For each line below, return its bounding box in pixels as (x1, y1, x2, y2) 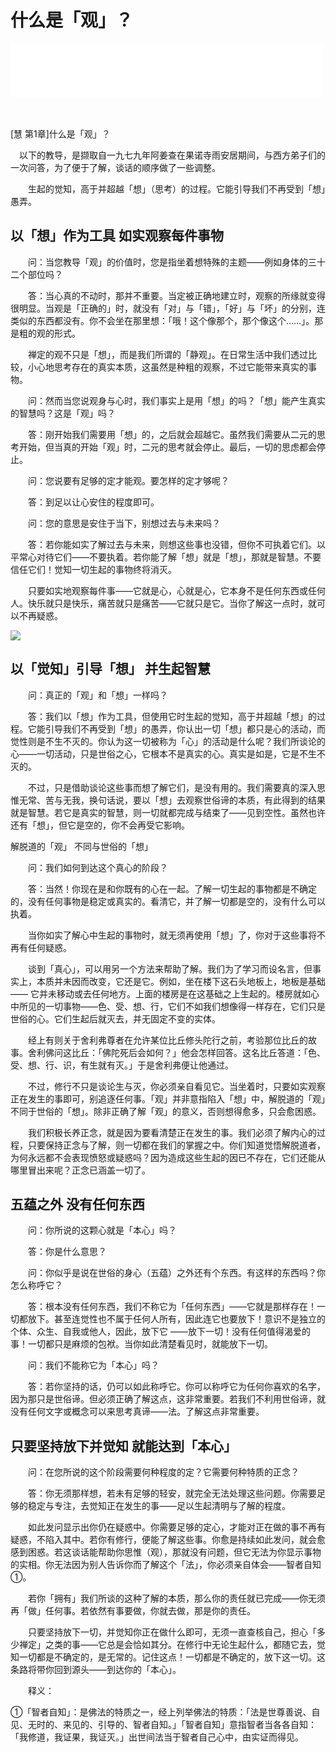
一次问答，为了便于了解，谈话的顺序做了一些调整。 (10, 161, 221, 173)
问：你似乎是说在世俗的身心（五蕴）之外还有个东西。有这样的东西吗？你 (27, 1267, 326, 1279)
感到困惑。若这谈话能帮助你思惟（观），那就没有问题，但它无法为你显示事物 (10, 1546, 322, 1558)
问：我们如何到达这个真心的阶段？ (27, 861, 168, 873)
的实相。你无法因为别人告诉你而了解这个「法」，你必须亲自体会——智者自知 (10, 1559, 322, 1571)
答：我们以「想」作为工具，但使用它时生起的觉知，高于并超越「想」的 (27, 710, 317, 722)
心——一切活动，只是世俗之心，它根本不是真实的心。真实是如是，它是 (10, 747, 300, 760)
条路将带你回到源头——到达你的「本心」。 (10, 1664, 182, 1676)
